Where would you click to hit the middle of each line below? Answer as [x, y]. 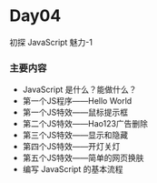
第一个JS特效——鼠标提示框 [75, 112]
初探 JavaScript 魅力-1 [51, 42]
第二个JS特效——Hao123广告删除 [85, 124]
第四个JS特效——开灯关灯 [71, 147]
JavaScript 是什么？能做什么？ [79, 90]
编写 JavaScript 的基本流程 [73, 169]
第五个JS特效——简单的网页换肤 [83, 158]
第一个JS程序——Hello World [77, 101]
